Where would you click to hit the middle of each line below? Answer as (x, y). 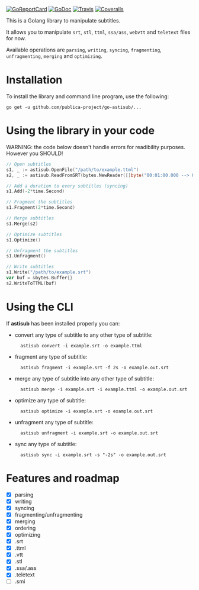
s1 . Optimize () (24, 240)
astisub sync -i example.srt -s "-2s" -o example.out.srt (93, 455)
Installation (34, 80)
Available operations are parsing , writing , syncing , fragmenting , (84, 50)
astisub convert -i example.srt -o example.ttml (81, 346)
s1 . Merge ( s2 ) (22, 224)
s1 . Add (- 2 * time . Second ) (36, 191)
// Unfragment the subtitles (42, 251)
